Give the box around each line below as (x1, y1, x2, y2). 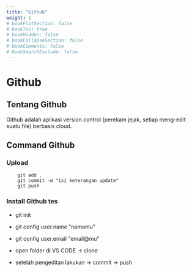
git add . (17, 172, 43, 178)
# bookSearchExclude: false (6, 49, 78, 55)
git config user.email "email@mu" (15, 235, 100, 242)
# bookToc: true (6, 26, 48, 32)
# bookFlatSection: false (6, 20, 72, 26)
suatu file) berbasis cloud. (6, 122, 72, 129)
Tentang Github (6, 99, 67, 110)
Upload (6, 159, 29, 167)
